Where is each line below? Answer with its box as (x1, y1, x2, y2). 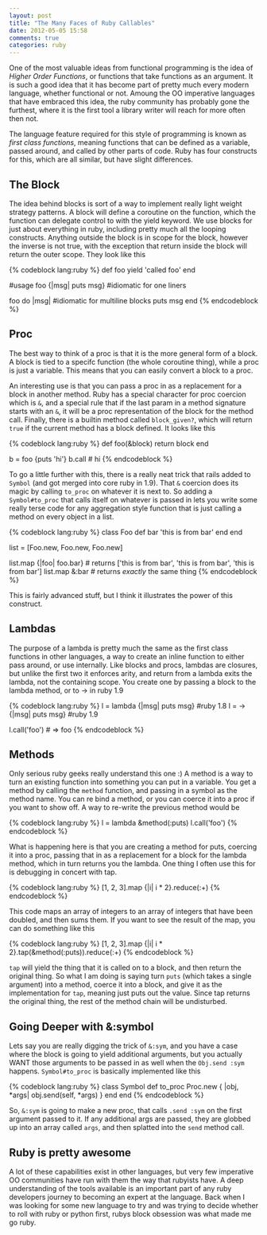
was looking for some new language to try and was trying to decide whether (9, 1201, 259, 1210)
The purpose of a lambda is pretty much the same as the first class (9, 643, 229, 653)
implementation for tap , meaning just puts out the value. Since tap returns (9, 988, 251, 998)
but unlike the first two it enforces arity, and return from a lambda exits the (9, 668, 253, 678)
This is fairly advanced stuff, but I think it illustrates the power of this (9, 590, 234, 600)
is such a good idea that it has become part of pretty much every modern (9, 80, 250, 90)
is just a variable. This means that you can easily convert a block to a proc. (9, 365, 253, 375)
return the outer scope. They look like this (9, 249, 146, 259)
